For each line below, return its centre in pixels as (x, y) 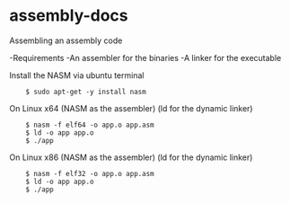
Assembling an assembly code (66, 40)
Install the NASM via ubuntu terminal (77, 75)
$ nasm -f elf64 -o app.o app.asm (90, 125)
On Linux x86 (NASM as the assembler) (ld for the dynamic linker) (131, 157)
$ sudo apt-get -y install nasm (86, 92)
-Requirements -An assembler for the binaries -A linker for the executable (145, 57)
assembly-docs (69, 16)
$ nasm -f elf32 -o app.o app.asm (90, 173)
